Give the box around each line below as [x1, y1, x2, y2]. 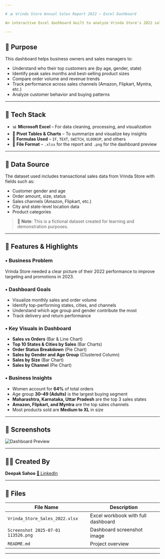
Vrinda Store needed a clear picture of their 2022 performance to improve [5, 268, 155, 274]
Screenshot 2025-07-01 [7, 527, 60, 533]
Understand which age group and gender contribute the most [12, 307, 137, 313]
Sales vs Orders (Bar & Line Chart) [12, 336, 83, 342]
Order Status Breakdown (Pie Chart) [12, 347, 87, 353]
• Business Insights [5, 375, 53, 382]
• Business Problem [5, 257, 53, 264]
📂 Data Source [5, 160, 50, 169]
